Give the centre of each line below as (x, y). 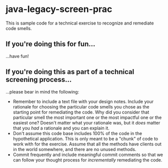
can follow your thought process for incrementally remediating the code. (87, 160)
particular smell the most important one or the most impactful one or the (87, 117)
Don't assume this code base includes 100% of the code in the (77, 133)
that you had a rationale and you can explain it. (61, 128)
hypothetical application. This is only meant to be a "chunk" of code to (85, 138)
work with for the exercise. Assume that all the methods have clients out (87, 144)
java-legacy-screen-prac (59, 9)
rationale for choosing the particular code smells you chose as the (81, 106)
